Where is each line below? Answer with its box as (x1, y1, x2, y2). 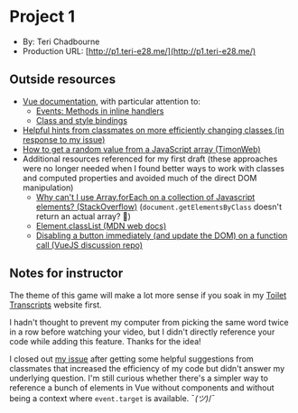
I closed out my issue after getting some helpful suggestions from (9, 353, 255, 364)
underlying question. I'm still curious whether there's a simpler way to (9, 372, 269, 383)
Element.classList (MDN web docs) (35, 220, 167, 231)
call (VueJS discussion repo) (35, 239, 143, 250)
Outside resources (9, 72, 116, 87)
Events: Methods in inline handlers (35, 106, 164, 116)
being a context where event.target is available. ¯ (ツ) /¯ (9, 392, 216, 403)
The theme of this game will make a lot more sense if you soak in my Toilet (9, 289, 287, 300)
